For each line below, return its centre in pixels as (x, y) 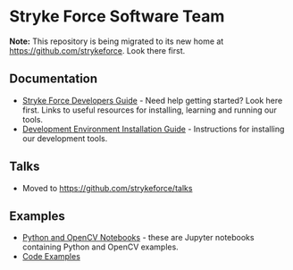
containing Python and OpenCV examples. (100, 247)
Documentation (54, 79)
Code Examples (51, 257)
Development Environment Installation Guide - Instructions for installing (153, 129)
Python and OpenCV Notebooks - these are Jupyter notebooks (138, 238)
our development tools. (65, 138)
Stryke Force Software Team (117, 17)
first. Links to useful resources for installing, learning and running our (149, 110)
